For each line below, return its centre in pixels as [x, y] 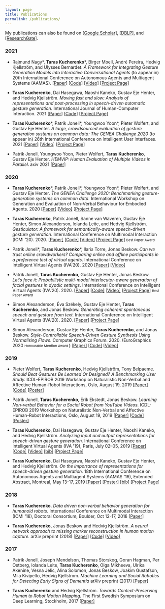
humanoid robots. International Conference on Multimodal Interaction [82, 511]
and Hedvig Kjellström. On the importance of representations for [78, 466]
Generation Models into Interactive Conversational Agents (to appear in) [85, 72]
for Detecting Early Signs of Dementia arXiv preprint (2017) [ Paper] [80, 581]
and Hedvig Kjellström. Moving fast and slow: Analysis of [70, 98]
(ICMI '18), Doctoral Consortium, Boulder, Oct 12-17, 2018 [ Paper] [78, 516]
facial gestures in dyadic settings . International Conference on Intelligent [86, 285]
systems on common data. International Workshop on [90, 198]
